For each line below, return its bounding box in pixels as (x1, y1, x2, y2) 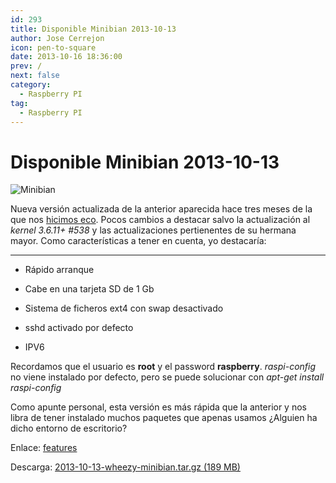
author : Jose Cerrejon (10, 33, 105, 43)
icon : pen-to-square (10, 42, 97, 53)
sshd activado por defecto (24, 322, 134, 334)
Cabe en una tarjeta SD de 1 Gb (24, 283, 155, 295)
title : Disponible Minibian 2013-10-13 (10, 24, 177, 34)
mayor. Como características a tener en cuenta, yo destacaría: (10, 235, 267, 247)
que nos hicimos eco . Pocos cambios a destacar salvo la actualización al (10, 214, 311, 226)
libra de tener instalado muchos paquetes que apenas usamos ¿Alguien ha (10, 412, 318, 424)
